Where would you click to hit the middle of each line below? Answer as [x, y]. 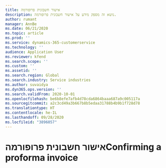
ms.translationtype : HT [30, 108]
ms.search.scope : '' [27, 61]
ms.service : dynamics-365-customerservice [50, 43]
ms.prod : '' [18, 38]
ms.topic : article [24, 33]
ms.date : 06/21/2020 [27, 29]
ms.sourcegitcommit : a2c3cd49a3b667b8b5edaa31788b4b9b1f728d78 [73, 104]
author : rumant [21, 19]
